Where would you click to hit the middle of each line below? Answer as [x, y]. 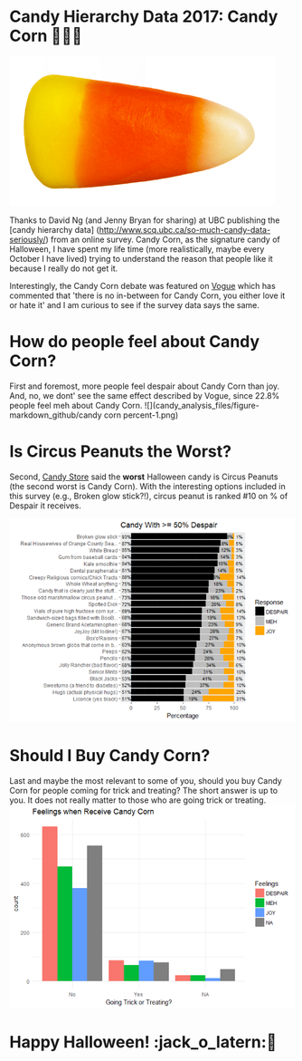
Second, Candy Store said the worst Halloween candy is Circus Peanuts [144, 477]
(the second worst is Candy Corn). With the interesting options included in [148, 486]
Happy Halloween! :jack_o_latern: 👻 [143, 1042]
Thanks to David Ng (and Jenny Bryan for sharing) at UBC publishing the [145, 220]
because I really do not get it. [64, 268]
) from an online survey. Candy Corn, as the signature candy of [163, 239]
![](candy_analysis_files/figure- [202, 405]
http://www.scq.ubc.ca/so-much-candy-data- [185, 229]
